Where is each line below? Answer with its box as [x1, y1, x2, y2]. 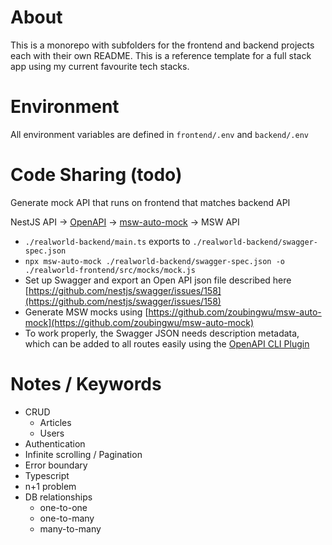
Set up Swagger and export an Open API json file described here [24, 274, 292, 286]
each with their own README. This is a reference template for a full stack [10, 49, 312, 61]
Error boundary [24, 459, 88, 471]
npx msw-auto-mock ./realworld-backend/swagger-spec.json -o [24, 256, 286, 266]
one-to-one [39, 501, 88, 513]
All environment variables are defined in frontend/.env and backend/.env [10, 128, 309, 140]
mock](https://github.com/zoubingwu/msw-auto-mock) [24, 316, 255, 328]
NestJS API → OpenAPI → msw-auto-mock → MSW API [10, 216, 240, 228]
